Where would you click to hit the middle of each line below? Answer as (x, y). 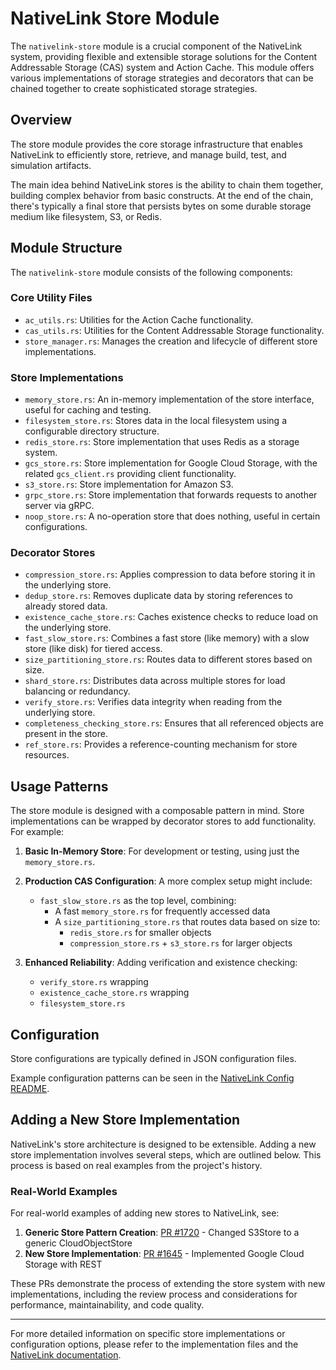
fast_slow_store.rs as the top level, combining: (138, 901)
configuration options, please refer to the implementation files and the (154, 1344)
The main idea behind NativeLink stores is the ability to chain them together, (167, 184)
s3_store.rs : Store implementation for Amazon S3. (129, 484)
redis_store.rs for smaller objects (140, 933)
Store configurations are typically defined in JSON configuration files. (153, 1059)
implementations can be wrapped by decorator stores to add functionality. (163, 821)
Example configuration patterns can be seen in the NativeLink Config (152, 1078)
